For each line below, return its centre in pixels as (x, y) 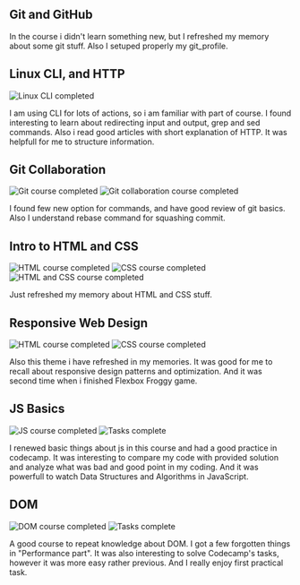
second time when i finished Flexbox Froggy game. (103, 381)
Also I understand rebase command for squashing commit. (117, 218)
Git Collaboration (58, 170)
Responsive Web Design (79, 323)
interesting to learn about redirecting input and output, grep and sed (135, 122)
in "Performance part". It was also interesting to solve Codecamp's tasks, (144, 553)
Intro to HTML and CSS (74, 246)
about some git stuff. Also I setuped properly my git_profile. (119, 46)
